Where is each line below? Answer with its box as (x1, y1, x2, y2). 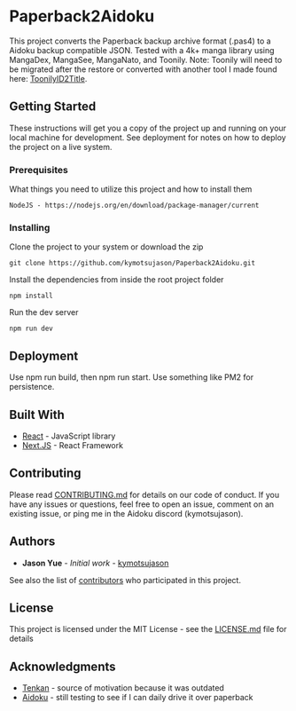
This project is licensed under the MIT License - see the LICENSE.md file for (9, 624, 287, 635)
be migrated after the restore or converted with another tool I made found (9, 64, 277, 75)
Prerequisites (9, 163, 68, 176)
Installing (9, 221, 51, 233)
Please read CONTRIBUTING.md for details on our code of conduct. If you (9, 489, 280, 500)
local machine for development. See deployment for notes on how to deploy (9, 131, 286, 143)
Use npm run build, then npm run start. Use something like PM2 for (9, 372, 254, 383)
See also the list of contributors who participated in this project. (9, 574, 242, 585)
